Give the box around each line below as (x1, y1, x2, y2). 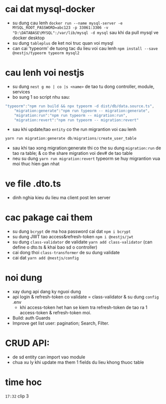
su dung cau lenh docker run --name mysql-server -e (12, 20, 123, 26)
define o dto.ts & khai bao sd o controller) (12, 244, 98, 250)
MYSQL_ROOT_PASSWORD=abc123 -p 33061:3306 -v (12, 25, 108, 30)
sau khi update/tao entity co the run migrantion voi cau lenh (12, 127, 137, 133)
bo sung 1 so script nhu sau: (12, 94, 71, 100)
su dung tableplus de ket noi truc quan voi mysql (12, 40, 113, 46)
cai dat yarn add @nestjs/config (12, 255, 79, 261)
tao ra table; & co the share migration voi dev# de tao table (12, 150, 133, 156)
